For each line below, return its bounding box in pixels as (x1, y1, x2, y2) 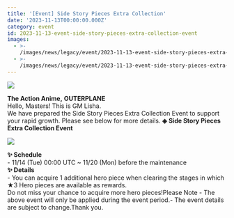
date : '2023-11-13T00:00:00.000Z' (7, 17, 108, 24)
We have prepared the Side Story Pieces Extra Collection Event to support (7, 109, 220, 117)
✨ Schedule (7, 150, 42, 159)
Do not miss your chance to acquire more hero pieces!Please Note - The (7, 188, 215, 196)
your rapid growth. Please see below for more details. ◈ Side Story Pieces (7, 116, 221, 125)
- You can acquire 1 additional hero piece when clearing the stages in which (7, 173, 224, 182)
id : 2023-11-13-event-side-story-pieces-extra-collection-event (7, 29, 198, 37)
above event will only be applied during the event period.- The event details (7, 196, 224, 204)
